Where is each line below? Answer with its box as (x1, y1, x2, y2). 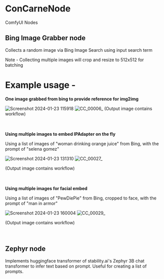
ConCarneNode (5, 3, 71, 14)
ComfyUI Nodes (5, 19, 38, 25)
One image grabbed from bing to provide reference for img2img (5, 95, 139, 102)
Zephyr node (5, 245, 46, 253)
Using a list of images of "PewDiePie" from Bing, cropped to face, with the (5, 195, 157, 201)
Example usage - (5, 79, 76, 91)
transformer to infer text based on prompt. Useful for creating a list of (5, 263, 147, 269)
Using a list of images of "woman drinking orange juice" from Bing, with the (5, 140, 159, 147)
